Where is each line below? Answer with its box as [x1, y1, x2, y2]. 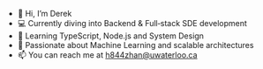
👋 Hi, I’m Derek [17, 9, 72, 18]
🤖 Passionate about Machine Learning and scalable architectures [17, 40, 254, 50]
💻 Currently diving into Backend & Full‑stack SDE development [17, 18, 247, 28]
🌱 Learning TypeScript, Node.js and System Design [17, 31, 205, 41]
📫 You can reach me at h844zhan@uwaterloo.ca [17, 50, 198, 60]
